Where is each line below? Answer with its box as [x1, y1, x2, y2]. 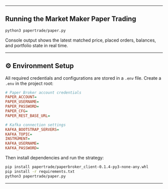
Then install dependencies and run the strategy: [5, 155, 104, 160]
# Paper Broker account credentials [5, 90, 81, 95]
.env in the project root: [5, 80, 53, 86]
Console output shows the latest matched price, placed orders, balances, [5, 37, 156, 43]
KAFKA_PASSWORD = [5, 146, 39, 151]
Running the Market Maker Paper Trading [5, 15, 136, 23]
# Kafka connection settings [5, 122, 66, 127]
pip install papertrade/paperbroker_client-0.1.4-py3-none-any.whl [5, 164, 149, 169]
